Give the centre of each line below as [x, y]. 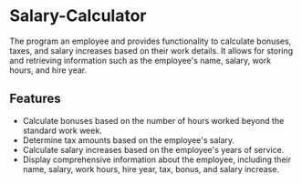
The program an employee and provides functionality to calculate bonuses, [151, 41]
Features [35, 99]
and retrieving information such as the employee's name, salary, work [141, 60]
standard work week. [62, 130]
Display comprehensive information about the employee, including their [157, 159]
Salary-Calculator [78, 16]
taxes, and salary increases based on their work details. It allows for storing [151, 50]
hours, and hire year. [48, 70]
